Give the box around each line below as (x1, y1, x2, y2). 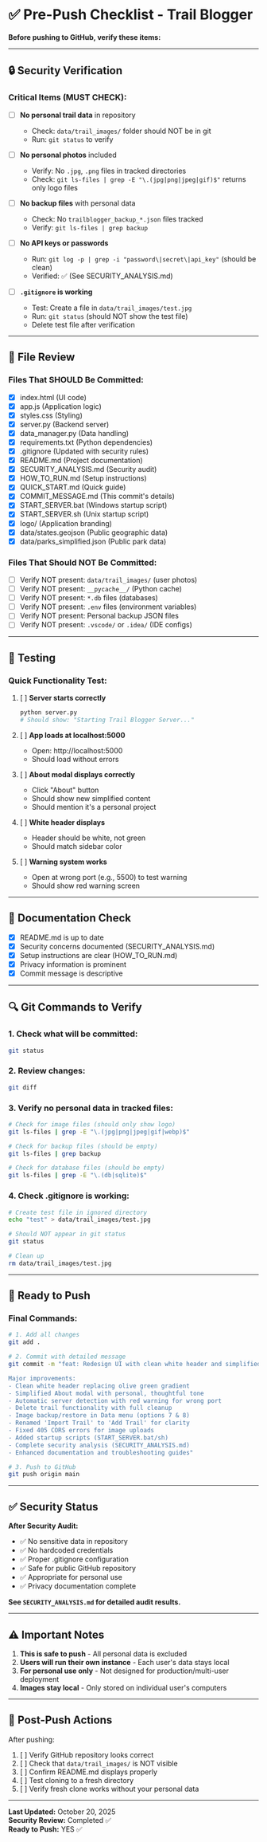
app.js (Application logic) (19, 401, 102, 411)
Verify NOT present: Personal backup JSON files (19, 611, 179, 621)
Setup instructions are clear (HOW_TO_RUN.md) (19, 950, 178, 960)
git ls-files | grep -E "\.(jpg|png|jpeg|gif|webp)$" (8, 1128, 191, 1136)
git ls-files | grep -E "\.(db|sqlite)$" (8, 1172, 148, 1180)
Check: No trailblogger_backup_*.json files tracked (31, 214, 204, 224)
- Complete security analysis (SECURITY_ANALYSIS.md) (8, 1441, 191, 1449)
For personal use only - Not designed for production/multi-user (19, 1666, 229, 1675)
